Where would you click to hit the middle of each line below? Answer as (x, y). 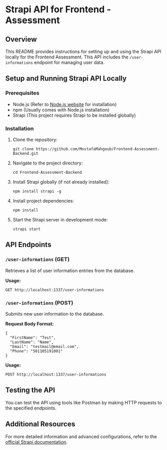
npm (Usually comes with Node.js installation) (61, 110)
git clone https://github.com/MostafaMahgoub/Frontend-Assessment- (86, 149)
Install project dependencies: (43, 200)
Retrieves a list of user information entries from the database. (70, 271)
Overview (21, 39)
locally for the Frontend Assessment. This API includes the (67, 57)
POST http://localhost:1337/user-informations (56, 374)
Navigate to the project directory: (48, 163)
